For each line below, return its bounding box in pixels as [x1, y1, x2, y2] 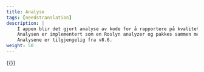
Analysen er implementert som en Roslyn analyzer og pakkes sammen [17, 31, 191, 38]
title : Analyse [6, 8, 45, 15]
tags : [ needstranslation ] [6, 15, 72, 21]
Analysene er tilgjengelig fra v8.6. [17, 37, 113, 43]
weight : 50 [6, 43, 34, 49]
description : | [6, 20, 45, 26]
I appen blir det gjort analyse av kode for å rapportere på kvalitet [17, 25, 200, 32]
